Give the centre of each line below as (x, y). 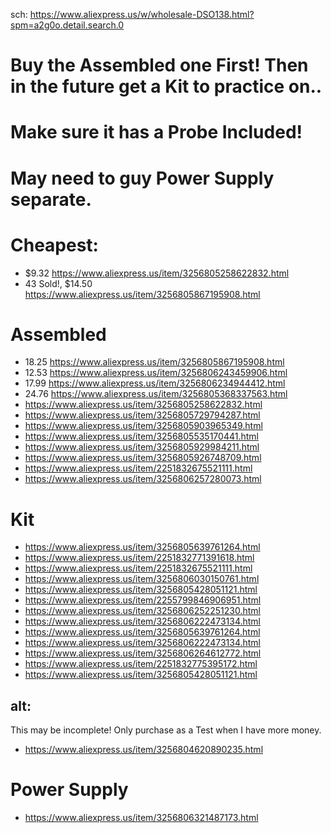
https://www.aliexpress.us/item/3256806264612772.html (143, 653)
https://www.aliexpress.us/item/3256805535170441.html (141, 436)
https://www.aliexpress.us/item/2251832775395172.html (141, 664)
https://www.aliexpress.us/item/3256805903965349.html (143, 426)
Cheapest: (54, 245)
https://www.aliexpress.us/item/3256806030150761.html (142, 579)
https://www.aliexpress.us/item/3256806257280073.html (143, 479)
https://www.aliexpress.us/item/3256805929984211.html (142, 447)
